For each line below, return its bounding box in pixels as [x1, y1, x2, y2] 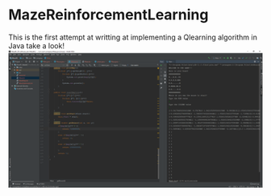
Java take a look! [8, 40, 65, 50]
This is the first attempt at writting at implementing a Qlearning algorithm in [8, 32, 258, 42]
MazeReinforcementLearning [8, 6, 209, 24]
